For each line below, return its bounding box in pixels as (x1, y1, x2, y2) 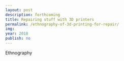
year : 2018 (5, 31, 28, 36)
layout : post (5, 7, 33, 13)
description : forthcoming (5, 12, 60, 17)
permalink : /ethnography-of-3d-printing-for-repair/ (5, 21, 119, 27)
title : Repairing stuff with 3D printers (5, 17, 95, 22)
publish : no (5, 36, 30, 41)
